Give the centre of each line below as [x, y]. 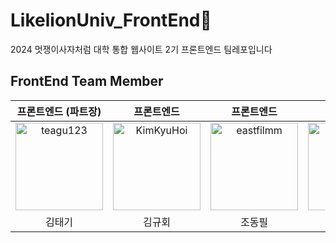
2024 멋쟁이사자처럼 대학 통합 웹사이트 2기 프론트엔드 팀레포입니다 [141, 49]
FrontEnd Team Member [87, 81]
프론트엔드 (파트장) [59, 111]
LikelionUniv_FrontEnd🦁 [111, 20]
